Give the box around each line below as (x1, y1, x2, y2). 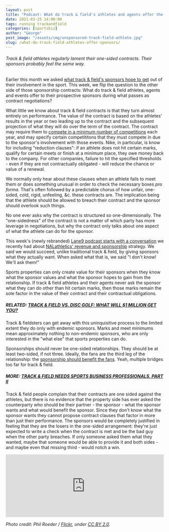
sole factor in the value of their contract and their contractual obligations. (6, 290, 157, 296)
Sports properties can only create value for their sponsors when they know (6, 269, 161, 275)
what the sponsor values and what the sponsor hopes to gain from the (6, 274, 151, 280)
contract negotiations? (6, 97, 52, 103)
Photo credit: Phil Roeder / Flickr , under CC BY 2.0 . (6, 521, 111, 527)
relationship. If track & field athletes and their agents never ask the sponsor (6, 280, 161, 286)
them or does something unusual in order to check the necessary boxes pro (6, 181, 162, 187)
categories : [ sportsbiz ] (6, 26, 58, 31)
